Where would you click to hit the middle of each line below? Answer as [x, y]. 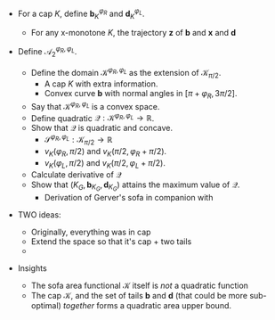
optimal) [46, 305]
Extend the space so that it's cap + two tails [111, 241]
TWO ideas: [39, 214]
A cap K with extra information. [101, 84]
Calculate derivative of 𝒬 [76, 174]
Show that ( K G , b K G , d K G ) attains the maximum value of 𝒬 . [135, 186]
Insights [32, 268]
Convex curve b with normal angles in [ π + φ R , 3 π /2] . [141, 94]
